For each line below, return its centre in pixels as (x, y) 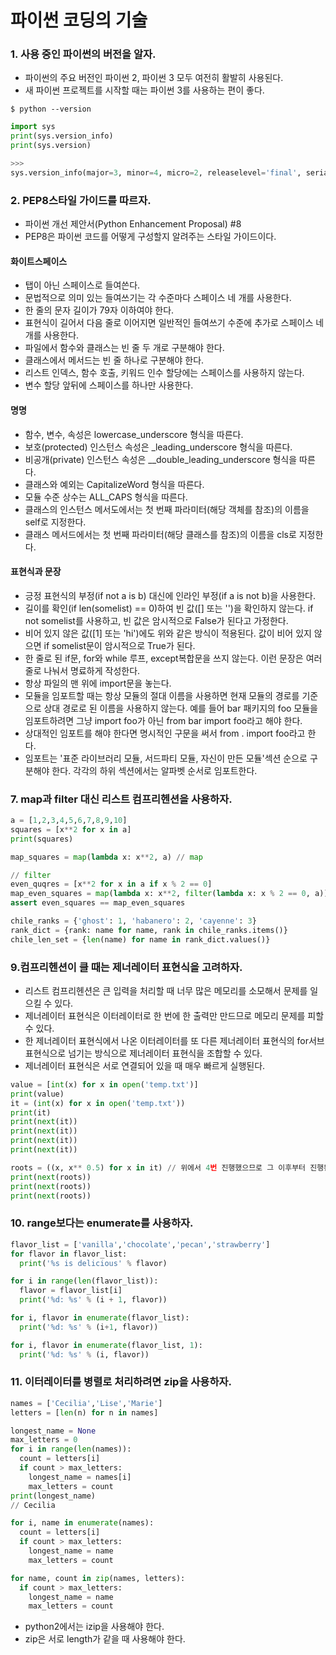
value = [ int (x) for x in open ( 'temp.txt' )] (104, 1084)
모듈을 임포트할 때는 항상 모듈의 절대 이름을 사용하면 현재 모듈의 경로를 (162, 695)
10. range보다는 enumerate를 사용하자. (102, 1223)
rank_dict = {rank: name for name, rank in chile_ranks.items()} (149, 930)
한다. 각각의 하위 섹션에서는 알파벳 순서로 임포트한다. (154, 770)
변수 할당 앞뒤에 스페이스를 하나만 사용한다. (109, 385)
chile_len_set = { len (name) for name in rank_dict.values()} (140, 939)
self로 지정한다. (55, 522)
